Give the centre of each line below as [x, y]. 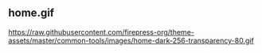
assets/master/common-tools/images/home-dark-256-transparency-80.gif [131, 40]
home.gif [31, 13]
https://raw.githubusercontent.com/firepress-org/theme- [102, 32]
